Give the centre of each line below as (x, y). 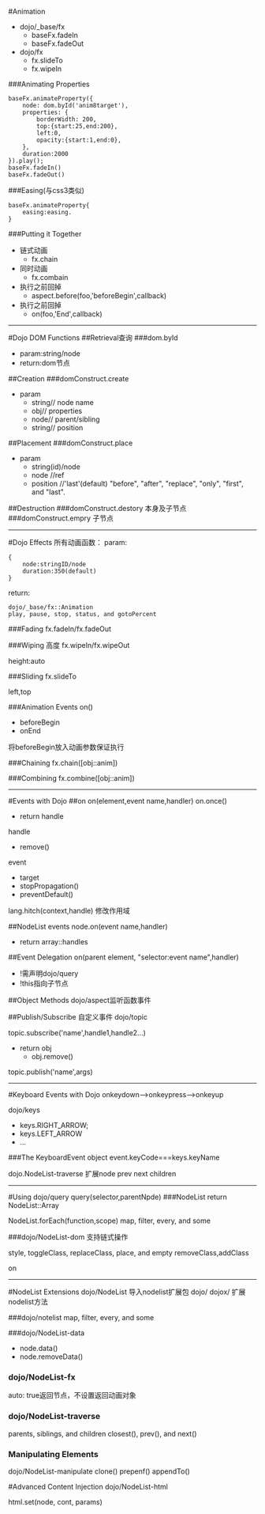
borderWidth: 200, (67, 119)
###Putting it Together (45, 234)
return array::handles (54, 942)
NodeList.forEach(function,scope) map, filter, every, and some (110, 1221)
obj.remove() (52, 1056)
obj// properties (57, 411)
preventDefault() (46, 894)
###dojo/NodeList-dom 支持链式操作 (68, 1237)
